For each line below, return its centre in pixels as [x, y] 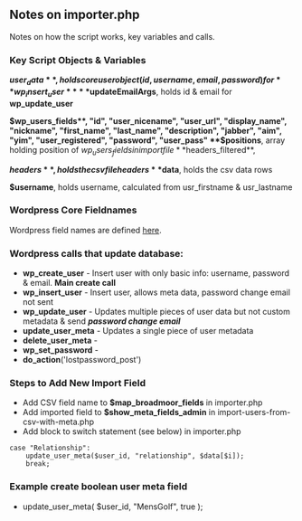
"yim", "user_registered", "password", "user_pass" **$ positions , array [147, 140]
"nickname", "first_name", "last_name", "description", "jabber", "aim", [146, 130]
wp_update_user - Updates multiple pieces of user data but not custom [156, 312]
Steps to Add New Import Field [78, 384]
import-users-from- [254, 412]
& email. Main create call [69, 283]
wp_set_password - [61, 350]
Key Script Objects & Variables [78, 60]
